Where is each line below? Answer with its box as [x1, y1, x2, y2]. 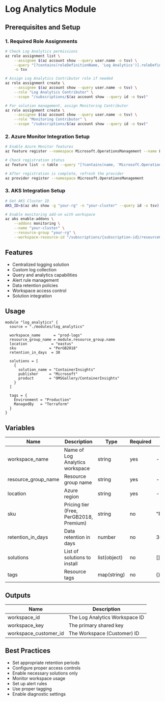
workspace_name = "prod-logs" [9, 333, 82, 338]
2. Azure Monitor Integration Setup [5, 133, 90, 140]
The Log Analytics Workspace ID [68, 614, 144, 621]
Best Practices [5, 646, 51, 655]
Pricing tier [64, 501, 89, 508]
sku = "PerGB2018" [9, 346, 78, 351]
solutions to [64, 554, 91, 561]
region [64, 493, 79, 500]
